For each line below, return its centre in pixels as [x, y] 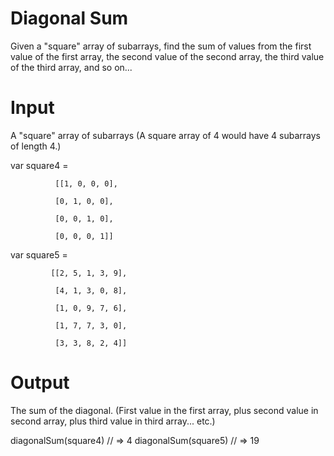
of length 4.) [36, 146]
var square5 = [39, 254]
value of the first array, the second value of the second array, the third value [167, 56]
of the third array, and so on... [71, 67]
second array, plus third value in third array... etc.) [113, 421]
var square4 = [39, 165]
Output [40, 383]
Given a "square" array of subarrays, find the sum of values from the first [161, 46]
